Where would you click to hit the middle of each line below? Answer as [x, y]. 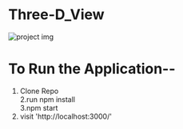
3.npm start [39, 107]
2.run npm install [48, 99]
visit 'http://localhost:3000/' [66, 116]
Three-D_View [57, 15]
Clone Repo [39, 91]
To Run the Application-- [92, 69]
